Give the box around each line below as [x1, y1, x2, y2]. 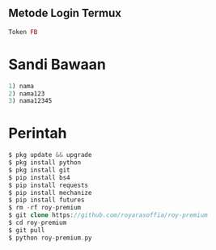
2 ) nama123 [8, 89, 45, 98]
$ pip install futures [8, 196, 85, 205]
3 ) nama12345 [8, 97, 53, 105]
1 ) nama [8, 82, 35, 90]
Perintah [8, 125, 67, 142]
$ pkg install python [8, 159, 82, 167]
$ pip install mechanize [8, 189, 92, 197]
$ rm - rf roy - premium [8, 204, 82, 212]
